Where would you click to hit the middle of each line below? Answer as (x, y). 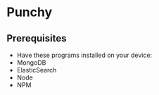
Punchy (30, 12)
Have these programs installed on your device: (84, 55)
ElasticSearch (37, 70)
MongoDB (31, 63)
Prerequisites (37, 38)
